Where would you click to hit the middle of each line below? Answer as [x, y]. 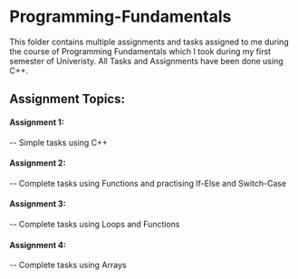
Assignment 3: [38, 204]
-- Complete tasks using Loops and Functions [95, 224]
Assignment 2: [38, 163]
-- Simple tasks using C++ [59, 142]
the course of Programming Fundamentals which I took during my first [140, 51]
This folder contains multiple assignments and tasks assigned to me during [149, 42]
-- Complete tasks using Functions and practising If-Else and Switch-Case [148, 183]
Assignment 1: [37, 122]
